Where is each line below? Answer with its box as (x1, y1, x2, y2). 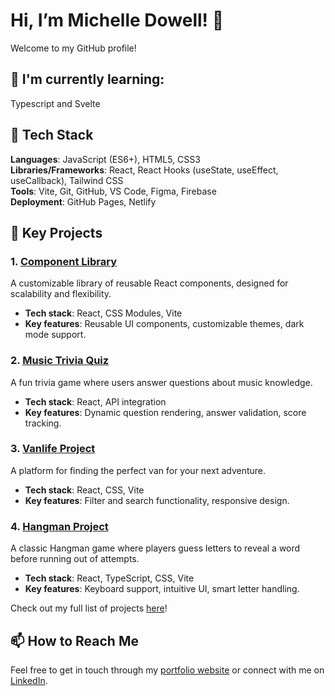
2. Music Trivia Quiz (10, 354, 110, 368)
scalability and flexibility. (10, 288, 112, 300)
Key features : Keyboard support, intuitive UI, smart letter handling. (24, 583, 300, 595)
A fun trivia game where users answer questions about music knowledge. (10, 376, 313, 388)
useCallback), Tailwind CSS (10, 174, 124, 186)
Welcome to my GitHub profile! (10, 42, 137, 54)
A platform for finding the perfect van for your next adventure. (10, 464, 267, 476)
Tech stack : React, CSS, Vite (24, 484, 145, 496)
